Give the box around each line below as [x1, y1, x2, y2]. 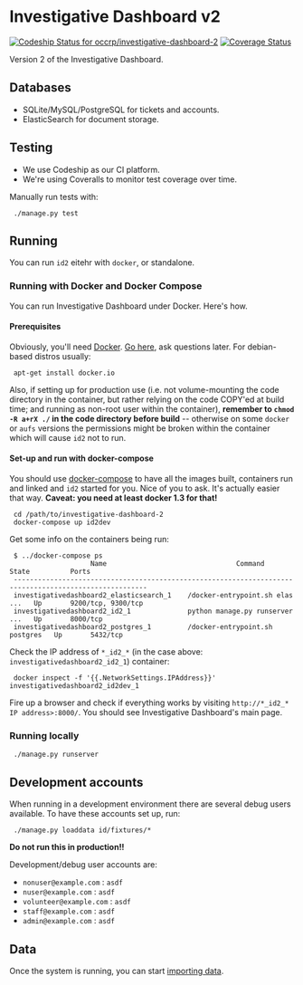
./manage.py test [13, 208, 79, 218]
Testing [9, 140, 53, 156]
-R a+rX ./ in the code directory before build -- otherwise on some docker [9, 413, 289, 424]
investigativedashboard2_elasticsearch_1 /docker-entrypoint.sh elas [13, 591, 294, 600]
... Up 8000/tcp [9, 615, 103, 624]
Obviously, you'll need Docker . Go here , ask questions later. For [9, 341, 246, 352]
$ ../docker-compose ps [13, 551, 103, 560]
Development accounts [9, 774, 144, 789]
